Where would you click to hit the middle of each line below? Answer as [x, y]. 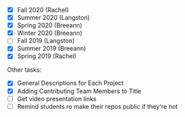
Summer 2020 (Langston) [53, 18]
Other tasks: [24, 70]
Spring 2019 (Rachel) [47, 56]
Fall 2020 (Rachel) [43, 10]
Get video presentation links [57, 99]
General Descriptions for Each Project [70, 83]
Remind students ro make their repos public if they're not [97, 106]
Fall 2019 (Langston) [46, 41]
